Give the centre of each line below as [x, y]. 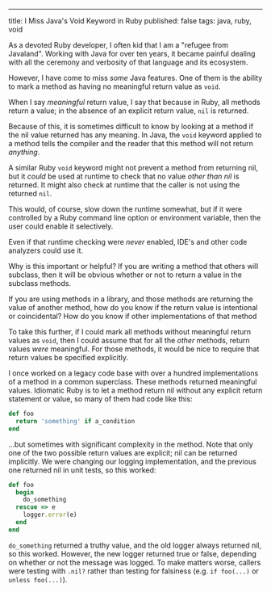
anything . [24, 152]
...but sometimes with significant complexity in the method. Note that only [131, 444]
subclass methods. [40, 283]
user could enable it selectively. [61, 226]
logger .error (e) [50, 515]
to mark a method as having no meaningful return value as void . [115, 86]
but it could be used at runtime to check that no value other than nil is [124, 176]
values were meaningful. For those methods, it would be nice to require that [134, 349]
